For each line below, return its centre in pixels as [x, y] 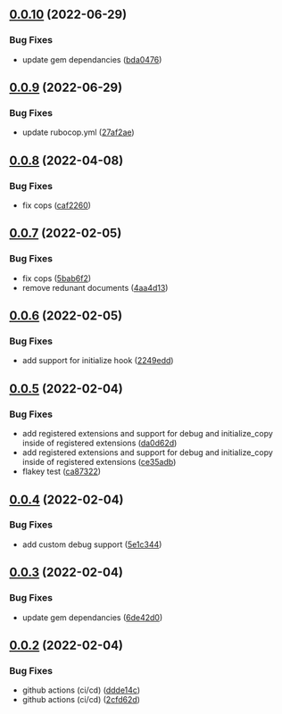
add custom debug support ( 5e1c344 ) [92, 544]
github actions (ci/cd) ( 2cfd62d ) [81, 700]
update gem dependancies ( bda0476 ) [92, 59]
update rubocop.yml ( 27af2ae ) [79, 132]
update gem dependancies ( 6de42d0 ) [92, 617]
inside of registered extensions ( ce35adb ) [99, 462]
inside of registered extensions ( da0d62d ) [100, 443]
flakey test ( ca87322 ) [61, 471]
